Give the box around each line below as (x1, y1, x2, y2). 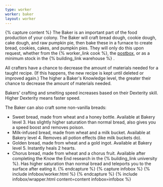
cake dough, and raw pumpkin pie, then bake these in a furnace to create (5, 40, 153, 46)
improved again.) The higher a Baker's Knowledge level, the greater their (5, 75, 151, 81)
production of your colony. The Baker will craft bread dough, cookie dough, (5, 35, 157, 41)
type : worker (5, 7, 32, 12)
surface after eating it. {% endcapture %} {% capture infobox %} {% (12, 166, 150, 172)
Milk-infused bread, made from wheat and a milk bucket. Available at (12, 130, 150, 136)
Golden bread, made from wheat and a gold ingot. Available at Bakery (12, 140, 152, 146)
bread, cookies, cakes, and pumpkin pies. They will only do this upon (5, 45, 144, 51)
